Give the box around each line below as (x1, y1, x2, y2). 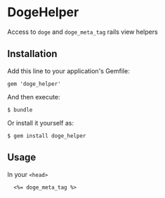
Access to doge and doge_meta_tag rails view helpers (7, 27, 158, 36)
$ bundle (7, 106, 33, 113)
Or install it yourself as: (7, 118, 74, 127)
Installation (7, 48, 58, 60)
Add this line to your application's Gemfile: (7, 66, 130, 75)
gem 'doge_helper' (7, 80, 61, 87)
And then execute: (7, 92, 60, 101)
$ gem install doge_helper (7, 132, 86, 140)
